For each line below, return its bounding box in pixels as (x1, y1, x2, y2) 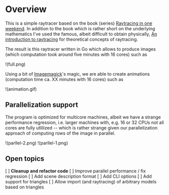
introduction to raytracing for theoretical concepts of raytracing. (5, 36, 138, 42)
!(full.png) (5, 61, 26, 67)
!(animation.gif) (5, 86, 37, 92)
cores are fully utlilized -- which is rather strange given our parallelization (5, 124, 158, 131)
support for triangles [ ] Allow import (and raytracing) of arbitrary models (5, 178, 157, 184)
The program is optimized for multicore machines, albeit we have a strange (5, 114, 161, 120)
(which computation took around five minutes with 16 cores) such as (5, 51, 147, 57)
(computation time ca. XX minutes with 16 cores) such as (5, 76, 124, 82)
